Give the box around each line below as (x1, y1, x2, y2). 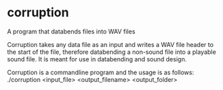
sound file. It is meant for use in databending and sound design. (7, 55, 187, 63)
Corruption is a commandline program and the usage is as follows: (7, 68, 194, 76)
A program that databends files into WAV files (7, 27, 135, 35)
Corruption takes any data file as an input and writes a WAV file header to (7, 40, 214, 48)
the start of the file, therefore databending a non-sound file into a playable (7, 48, 217, 56)
